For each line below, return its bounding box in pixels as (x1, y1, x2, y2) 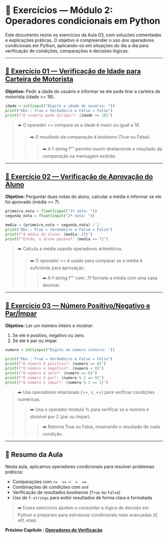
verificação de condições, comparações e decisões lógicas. (5, 48, 129, 54)
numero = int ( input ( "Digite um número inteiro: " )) (5, 348, 115, 353)
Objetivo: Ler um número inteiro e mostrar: (5, 322, 94, 329)
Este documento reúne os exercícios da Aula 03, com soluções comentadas (5, 32, 161, 38)
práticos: (5, 469, 23, 475)
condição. (42, 431, 63, 437)
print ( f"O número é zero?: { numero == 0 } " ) (5, 370, 97, 376)
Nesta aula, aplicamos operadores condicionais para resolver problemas (5, 464, 154, 470)
